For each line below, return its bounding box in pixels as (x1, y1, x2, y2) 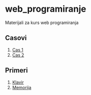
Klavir (12, 79, 24, 85)
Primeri (5, 66, 28, 74)
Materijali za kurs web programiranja (5, 20, 79, 25)
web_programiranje (5, 3, 87, 15)
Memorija (12, 84, 32, 90)
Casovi (5, 34, 27, 42)
